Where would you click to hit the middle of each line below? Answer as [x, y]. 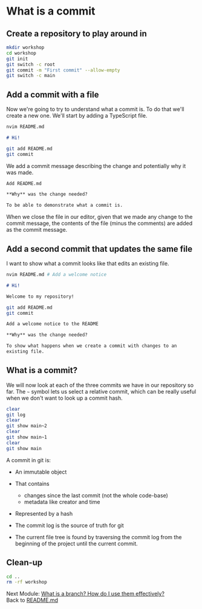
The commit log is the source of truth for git [69, 525]
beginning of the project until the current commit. [76, 543]
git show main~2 [27, 426]
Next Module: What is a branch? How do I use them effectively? [86, 594]
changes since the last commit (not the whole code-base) [96, 495]
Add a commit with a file [53, 94]
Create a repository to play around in [77, 34]
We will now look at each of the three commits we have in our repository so [100, 385]
